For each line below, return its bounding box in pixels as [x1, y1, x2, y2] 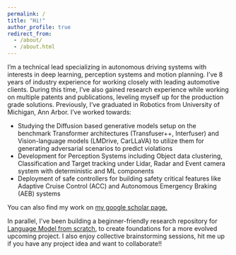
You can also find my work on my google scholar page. [7, 203, 167, 211]
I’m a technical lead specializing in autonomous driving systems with [7, 63, 207, 71]
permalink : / [7, 10, 46, 18]
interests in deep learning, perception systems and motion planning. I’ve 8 [7, 70, 223, 79]
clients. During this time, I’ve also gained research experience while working [7, 86, 230, 93]
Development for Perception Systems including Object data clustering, [17, 152, 223, 160]
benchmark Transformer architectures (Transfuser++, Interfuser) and [17, 129, 219, 137]
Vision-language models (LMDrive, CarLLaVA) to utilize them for [17, 137, 205, 145]
